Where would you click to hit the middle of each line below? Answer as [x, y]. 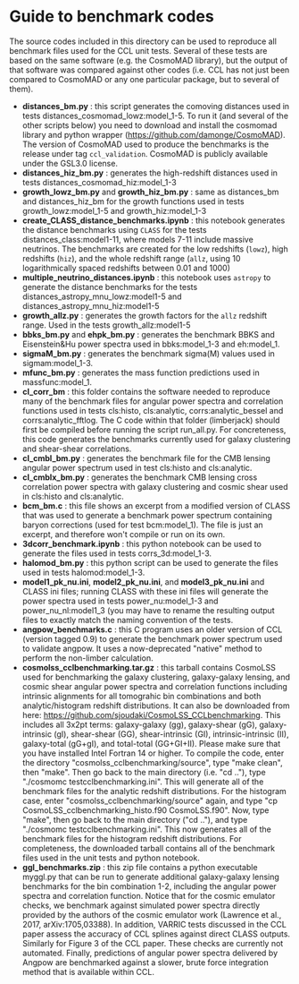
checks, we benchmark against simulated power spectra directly [141, 905]
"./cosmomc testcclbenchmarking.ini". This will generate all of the [143, 782]
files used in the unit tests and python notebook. [111, 858]
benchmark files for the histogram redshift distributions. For [132, 838]
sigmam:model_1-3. [58, 363]
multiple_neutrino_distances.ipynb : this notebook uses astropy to [146, 277]
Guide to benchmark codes [112, 17]
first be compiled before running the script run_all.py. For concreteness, [154, 429]
